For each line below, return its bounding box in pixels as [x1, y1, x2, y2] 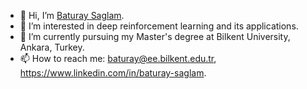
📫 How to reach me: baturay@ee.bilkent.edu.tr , [19, 53, 217, 64]
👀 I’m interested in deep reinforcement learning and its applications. [19, 20, 299, 32]
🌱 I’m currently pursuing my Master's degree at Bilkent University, [19, 31, 291, 42]
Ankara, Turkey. [19, 41, 85, 53]
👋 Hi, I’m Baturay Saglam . [19, 10, 125, 21]
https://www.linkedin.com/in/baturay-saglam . [19, 67, 207, 79]
